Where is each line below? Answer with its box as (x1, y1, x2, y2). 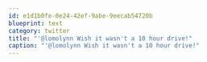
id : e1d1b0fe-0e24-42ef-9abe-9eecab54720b (8, 11, 153, 20)
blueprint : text (8, 19, 63, 27)
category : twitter (8, 27, 70, 35)
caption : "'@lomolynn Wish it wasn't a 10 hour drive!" (8, 42, 200, 50)
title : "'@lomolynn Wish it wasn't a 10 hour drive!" (8, 34, 193, 43)
